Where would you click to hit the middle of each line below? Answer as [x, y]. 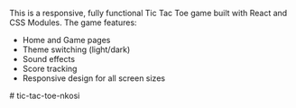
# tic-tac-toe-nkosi [45, 95]
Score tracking [50, 68]
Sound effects [48, 59]
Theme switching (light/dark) [76, 49]
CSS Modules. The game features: [73, 22]
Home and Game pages [66, 40]
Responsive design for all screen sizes [93, 78]
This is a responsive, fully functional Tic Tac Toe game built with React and [148, 13]
